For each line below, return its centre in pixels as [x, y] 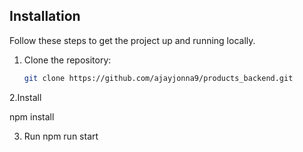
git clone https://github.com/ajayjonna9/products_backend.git [158, 78]
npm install [32, 116]
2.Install [25, 97]
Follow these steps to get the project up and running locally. [132, 40]
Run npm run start [61, 136]
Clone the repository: [67, 60]
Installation [45, 16]
